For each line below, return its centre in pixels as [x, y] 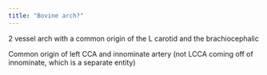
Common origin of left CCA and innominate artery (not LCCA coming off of [131, 53]
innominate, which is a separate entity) [72, 62]
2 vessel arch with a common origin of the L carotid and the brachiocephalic [134, 38]
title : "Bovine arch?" [46, 16]
